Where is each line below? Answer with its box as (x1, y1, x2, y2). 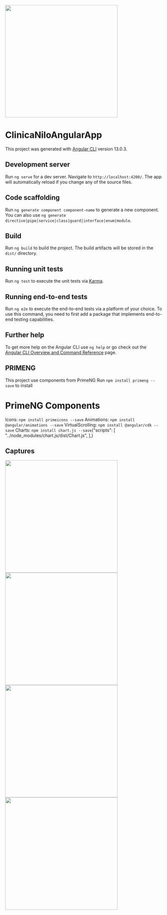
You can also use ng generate (5, 212, 66, 218)
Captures (5, 447, 35, 455)
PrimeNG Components (5, 400, 101, 411)
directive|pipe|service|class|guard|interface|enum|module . (5, 217, 132, 223)
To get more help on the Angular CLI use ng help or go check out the (5, 344, 147, 350)
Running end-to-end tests (5, 292, 88, 301)
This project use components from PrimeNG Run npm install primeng (5, 377, 149, 383)
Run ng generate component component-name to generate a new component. (5, 207, 160, 213)
